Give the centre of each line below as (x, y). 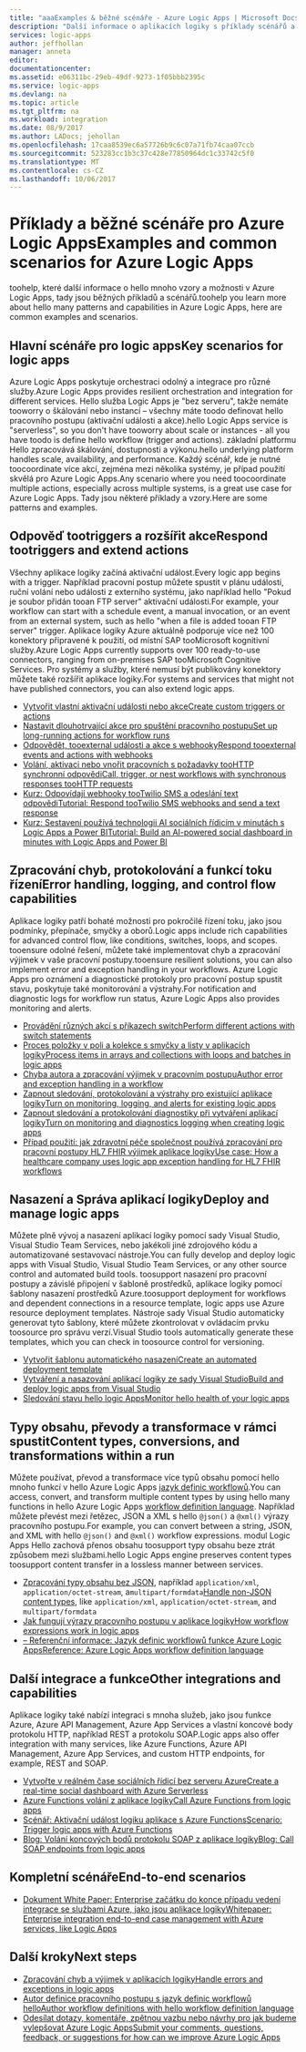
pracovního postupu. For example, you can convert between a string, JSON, (151, 1526)
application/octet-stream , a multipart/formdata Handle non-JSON (147, 1592)
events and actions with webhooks (87, 754)
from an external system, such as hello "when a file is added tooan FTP (143, 621)
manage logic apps (65, 1214)
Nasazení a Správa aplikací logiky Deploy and (139, 1200)
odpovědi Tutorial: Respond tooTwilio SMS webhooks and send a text (151, 803)
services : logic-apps (51, 35)
